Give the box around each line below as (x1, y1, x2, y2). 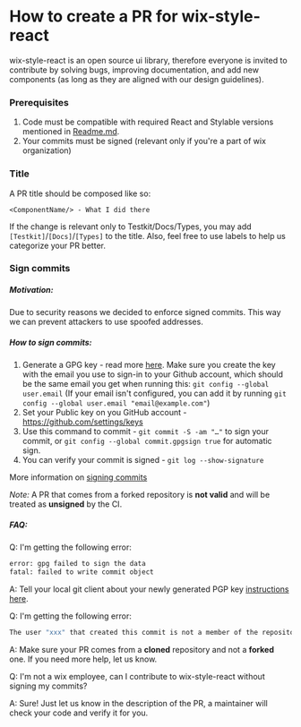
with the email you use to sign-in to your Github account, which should (21, 369, 284, 380)
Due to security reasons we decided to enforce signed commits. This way (9, 307, 281, 318)
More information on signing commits (9, 472, 148, 483)
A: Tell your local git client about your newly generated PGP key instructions (9, 584, 289, 594)
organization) (21, 145, 72, 156)
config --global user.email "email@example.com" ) (21, 398, 211, 408)
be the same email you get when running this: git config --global (21, 379, 270, 389)
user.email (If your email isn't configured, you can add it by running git (21, 388, 287, 399)
